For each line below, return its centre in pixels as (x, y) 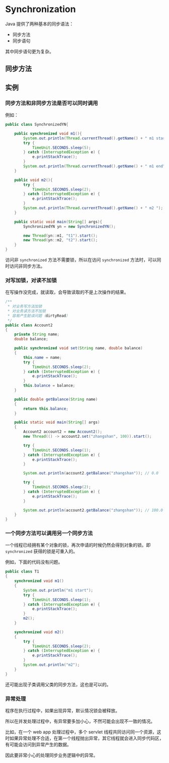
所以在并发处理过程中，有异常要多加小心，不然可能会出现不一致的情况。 (80, 721)
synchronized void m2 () (39, 632)
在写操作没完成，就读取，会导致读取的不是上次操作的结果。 (67, 292)
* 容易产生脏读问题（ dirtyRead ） (38, 316)
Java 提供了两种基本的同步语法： (39, 24)
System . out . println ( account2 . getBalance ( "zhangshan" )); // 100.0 (93, 510)
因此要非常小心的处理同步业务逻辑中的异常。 (52, 755)
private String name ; (37, 335)
